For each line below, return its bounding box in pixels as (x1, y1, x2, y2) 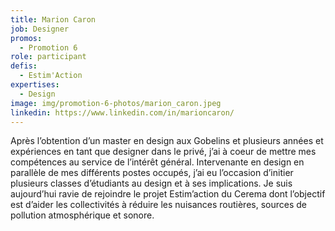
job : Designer (10, 24, 70, 34)
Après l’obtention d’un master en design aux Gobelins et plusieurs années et (10, 135, 324, 147)
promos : (10, 33, 43, 43)
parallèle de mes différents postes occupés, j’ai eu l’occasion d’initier (10, 167, 294, 179)
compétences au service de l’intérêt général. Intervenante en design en (10, 156, 305, 168)
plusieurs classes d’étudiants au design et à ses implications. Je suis (10, 177, 293, 190)
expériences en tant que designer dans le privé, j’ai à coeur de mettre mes (10, 146, 317, 158)
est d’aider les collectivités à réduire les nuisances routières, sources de (10, 199, 308, 211)
